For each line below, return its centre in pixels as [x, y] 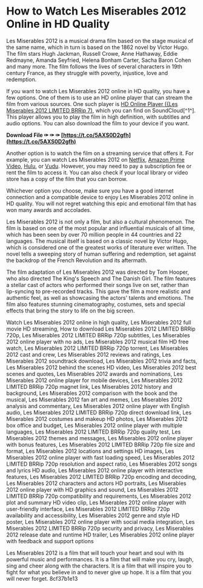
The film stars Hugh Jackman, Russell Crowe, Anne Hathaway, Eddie [92, 53]
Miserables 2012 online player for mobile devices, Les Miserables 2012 [95, 380]
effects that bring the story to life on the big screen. [71, 311]
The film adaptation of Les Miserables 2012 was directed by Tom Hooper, [98, 272]
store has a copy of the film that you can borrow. [67, 179]
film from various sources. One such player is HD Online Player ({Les [92, 104]
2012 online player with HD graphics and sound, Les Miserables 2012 [92, 489]
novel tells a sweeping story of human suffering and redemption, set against [101, 254]
